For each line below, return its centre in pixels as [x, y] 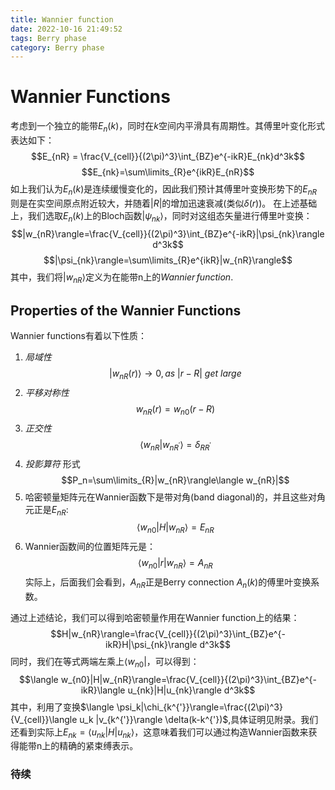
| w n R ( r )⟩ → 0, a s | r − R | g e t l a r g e [175, 374]
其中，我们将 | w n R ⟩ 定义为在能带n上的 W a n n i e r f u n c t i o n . [122, 278]
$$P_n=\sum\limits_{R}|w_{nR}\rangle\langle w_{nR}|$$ [175, 480]
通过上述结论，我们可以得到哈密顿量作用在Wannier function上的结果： [155, 617]
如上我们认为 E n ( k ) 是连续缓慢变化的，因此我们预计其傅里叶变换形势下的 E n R [164, 189]
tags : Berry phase [48, 38]
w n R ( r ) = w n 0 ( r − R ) [175, 409]
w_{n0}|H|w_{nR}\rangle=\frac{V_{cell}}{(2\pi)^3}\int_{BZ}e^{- [188, 679]
